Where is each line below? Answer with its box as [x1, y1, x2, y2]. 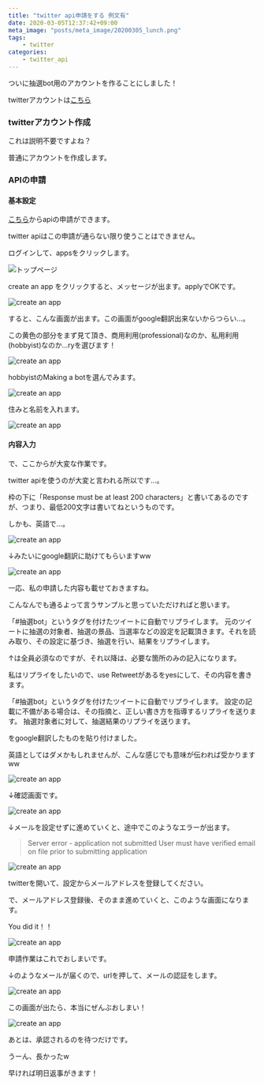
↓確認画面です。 [8, 790, 62, 800]
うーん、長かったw [8, 1051, 69, 1061]
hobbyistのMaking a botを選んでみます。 [8, 373, 140, 382]
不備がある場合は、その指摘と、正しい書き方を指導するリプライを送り [21, 706, 250, 715]
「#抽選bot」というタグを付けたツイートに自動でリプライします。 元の [8, 617, 239, 626]
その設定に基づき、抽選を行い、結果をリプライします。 [35, 636, 214, 646]
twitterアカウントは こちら [8, 95, 92, 104]
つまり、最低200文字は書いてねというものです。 [21, 502, 179, 512]
